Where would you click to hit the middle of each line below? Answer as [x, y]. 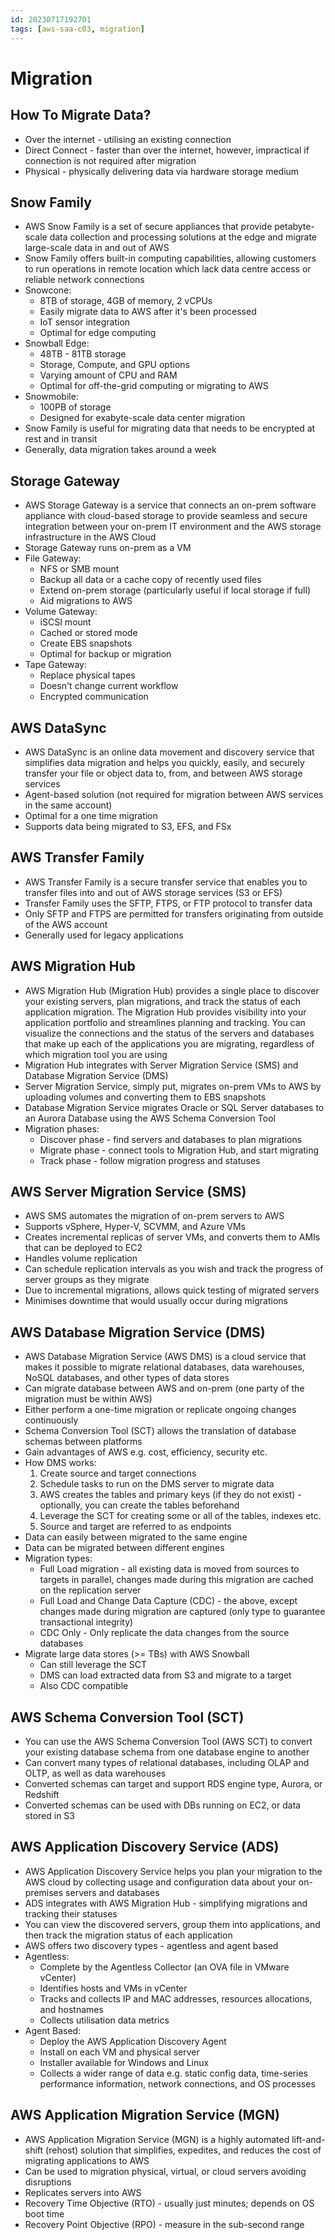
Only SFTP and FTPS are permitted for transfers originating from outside [174, 913]
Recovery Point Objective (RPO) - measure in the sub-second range [164, 2224]
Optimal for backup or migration [105, 654]
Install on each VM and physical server [119, 2052]
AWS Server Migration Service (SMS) [128, 1191]
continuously [51, 1420]
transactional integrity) [86, 1622]
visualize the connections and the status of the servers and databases [169, 1033]
